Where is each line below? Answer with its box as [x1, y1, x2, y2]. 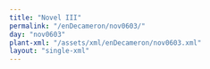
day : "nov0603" [9, 30, 66, 39]
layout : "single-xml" [9, 47, 90, 56]
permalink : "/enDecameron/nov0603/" [9, 22, 146, 30]
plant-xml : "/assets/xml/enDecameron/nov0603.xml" [9, 38, 202, 47]
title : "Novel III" [9, 13, 82, 22]
